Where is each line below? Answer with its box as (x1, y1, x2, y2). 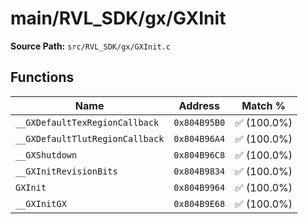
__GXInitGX (15, 198, 67, 209)
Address (178, 98, 220, 112)
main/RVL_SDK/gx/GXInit (10, 7, 227, 30)
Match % (241, 98, 287, 112)
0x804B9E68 (173, 198, 226, 209)
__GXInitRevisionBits (15, 165, 118, 177)
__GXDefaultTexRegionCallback (15, 117, 160, 128)
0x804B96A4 (173, 133, 226, 144)
